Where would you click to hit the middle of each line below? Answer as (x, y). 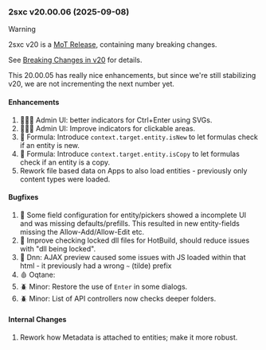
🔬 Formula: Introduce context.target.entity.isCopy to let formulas (130, 154)
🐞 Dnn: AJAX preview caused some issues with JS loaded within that (133, 257)
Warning (22, 29)
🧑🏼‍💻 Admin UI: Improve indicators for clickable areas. (108, 128)
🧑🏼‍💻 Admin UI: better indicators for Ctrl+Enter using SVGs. (116, 120)
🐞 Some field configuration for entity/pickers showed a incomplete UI (133, 215)
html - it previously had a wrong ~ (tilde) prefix (96, 266)
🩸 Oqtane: (37, 274)
